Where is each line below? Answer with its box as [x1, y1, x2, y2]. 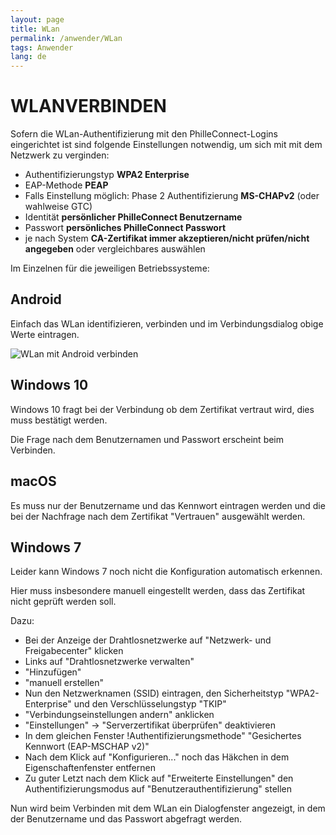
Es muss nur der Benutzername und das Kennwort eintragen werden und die [10, 499, 326, 511]
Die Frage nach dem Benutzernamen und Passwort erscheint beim [10, 433, 285, 445]
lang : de [10, 52, 47, 62]
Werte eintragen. [10, 328, 80, 340]
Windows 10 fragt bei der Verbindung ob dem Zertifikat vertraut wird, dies [10, 403, 315, 415]
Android [10, 291, 62, 308]
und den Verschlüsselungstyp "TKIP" [73, 698, 227, 710]
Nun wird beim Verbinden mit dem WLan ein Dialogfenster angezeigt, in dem [10, 802, 326, 815]
